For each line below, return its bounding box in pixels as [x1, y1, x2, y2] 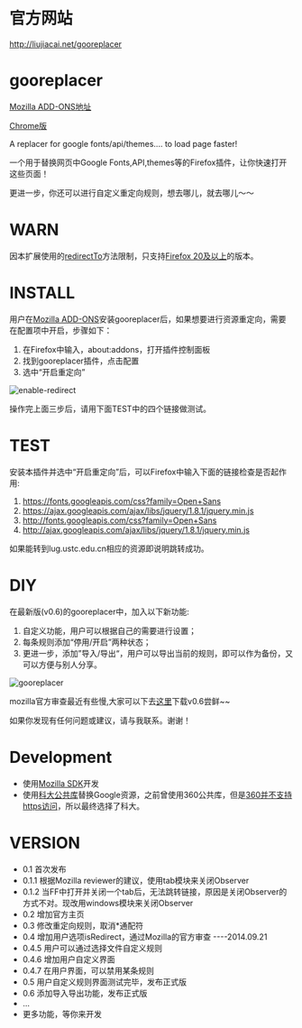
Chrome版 [9, 120, 48, 131]
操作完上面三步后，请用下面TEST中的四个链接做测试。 [9, 403, 212, 414]
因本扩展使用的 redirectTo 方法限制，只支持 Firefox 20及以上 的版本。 [9, 250, 259, 262]
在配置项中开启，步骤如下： [9, 325, 113, 335]
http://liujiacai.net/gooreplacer [9, 38, 123, 50]
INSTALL [9, 283, 76, 303]
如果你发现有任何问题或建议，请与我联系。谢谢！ [9, 714, 191, 726]
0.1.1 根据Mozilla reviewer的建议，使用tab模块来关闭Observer [22, 875, 250, 886]
